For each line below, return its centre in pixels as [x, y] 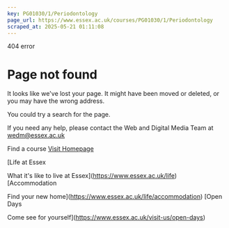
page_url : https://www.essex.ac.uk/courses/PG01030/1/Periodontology [110, 20]
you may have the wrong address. [56, 101]
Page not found [52, 74]
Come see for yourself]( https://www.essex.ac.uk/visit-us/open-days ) [106, 218]
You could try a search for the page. [59, 115]
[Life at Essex [27, 162]
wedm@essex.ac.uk [36, 136]
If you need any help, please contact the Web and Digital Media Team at [110, 128]
